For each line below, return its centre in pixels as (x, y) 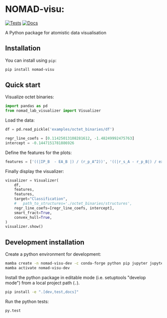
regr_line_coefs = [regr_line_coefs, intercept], (64, 208)
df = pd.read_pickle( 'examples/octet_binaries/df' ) (60, 130)
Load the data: (20, 120)
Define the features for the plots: (39, 153)
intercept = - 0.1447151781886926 (40, 143)
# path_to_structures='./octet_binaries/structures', (73, 204)
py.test (13, 311)
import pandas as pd (27, 106)
